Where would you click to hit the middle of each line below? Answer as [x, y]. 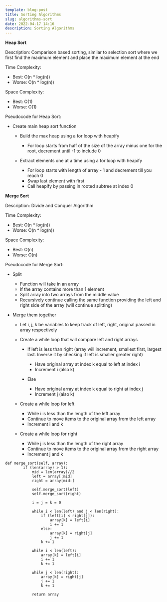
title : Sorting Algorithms [33, 14]
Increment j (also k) [55, 394]
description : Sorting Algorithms [40, 28]
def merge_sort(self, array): [37, 463]
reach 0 [35, 176]
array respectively [38, 330]
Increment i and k [45, 424]
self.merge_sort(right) [56, 494]
